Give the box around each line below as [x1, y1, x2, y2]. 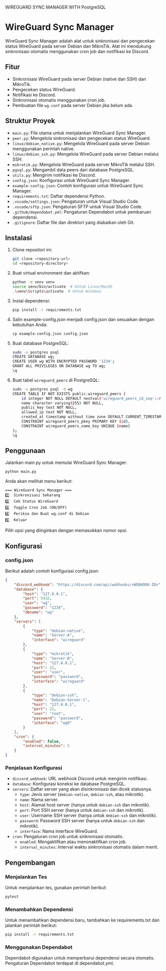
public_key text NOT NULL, [21, 405, 77, 410]
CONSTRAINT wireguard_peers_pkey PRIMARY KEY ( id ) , [21, 419, 130, 424]
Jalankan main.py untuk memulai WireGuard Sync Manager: [5, 459, 127, 465]
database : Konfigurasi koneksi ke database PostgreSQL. [12, 781, 126, 787]
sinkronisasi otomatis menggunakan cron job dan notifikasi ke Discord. [5, 48, 150, 54]
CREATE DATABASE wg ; [12, 354, 55, 359]
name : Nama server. [19, 797, 58, 802]
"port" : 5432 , [23, 596, 52, 601]
